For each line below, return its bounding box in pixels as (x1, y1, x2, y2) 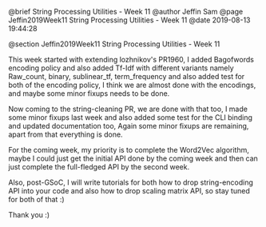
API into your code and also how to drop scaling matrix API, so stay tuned (8, 186, 250, 195)
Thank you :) (8, 210, 50, 219)
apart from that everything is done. (8, 129, 123, 139)
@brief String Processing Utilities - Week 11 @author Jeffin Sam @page (8, 7, 244, 16)
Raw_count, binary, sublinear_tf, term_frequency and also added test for (8, 72, 245, 81)
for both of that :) (8, 195, 66, 204)
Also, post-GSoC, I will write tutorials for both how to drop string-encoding (8, 177, 254, 187)
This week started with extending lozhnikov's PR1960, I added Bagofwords (8, 55, 254, 64)
